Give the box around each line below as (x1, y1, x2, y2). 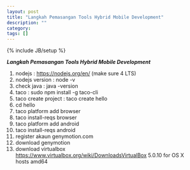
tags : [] (7, 31, 28, 37)
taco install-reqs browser (15, 114, 77, 121)
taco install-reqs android (15, 127, 76, 134)
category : (7, 25, 31, 31)
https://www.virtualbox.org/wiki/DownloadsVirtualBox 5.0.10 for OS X (15, 152, 185, 159)
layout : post (7, 8, 39, 15)
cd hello (15, 101, 35, 108)
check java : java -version (15, 82, 79, 89)
